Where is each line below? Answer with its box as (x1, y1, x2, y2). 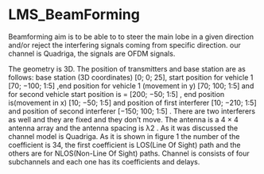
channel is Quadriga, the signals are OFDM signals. (8, 48, 176, 58)
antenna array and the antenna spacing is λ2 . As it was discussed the (8, 123, 239, 133)
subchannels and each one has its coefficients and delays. (8, 157, 200, 166)
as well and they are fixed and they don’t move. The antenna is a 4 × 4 (8, 114, 239, 124)
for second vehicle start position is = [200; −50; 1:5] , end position (8, 89, 225, 99)
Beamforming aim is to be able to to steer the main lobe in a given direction (8, 32, 254, 41)
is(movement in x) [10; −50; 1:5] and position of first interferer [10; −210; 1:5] (8, 98, 257, 107)
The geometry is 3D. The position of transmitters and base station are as (8, 64, 247, 73)
